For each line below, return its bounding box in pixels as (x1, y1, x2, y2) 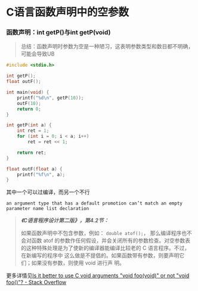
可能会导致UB (20, 50, 55, 57)
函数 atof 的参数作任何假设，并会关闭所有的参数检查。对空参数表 (31, 237, 191, 244)
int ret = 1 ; (17, 128, 49, 134)
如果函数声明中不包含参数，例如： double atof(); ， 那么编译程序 (20, 230, 182, 237)
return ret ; (17, 150, 47, 156)
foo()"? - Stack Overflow (6, 278, 67, 286)
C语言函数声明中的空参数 (6, 5, 129, 19)
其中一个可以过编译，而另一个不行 (6, 188, 90, 196)
